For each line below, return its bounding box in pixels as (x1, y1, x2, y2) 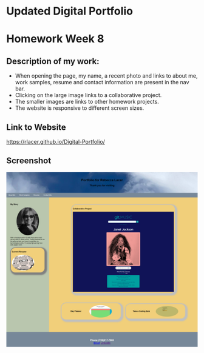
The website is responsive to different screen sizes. (15, 104, 144, 112)
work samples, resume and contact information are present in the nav (15, 79, 189, 86)
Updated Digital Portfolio (6, 4, 134, 18)
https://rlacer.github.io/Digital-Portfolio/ (6, 138, 105, 145)
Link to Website (6, 122, 67, 132)
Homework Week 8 (6, 32, 104, 46)
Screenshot (6, 156, 52, 166)
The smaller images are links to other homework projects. (15, 98, 159, 106)
